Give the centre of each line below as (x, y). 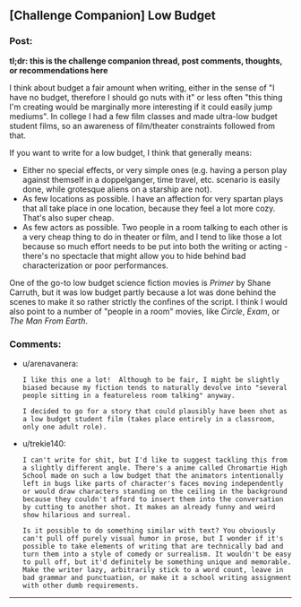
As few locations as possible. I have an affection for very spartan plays (153, 198)
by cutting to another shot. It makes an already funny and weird (149, 507)
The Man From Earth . (48, 321)
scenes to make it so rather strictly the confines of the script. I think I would (149, 301)
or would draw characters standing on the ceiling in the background (155, 491)
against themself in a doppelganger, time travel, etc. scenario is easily (151, 179)
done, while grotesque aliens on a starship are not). (117, 189)
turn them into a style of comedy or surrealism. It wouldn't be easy (157, 554)
